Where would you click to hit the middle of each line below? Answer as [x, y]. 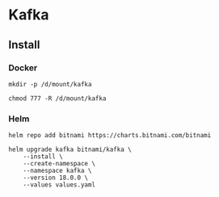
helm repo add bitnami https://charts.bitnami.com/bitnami [110, 136]
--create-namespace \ [59, 164]
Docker [23, 68]
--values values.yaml [59, 185]
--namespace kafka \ [57, 171]
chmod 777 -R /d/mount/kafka [57, 98]
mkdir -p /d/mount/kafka [50, 84]
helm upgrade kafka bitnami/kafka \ [70, 150]
